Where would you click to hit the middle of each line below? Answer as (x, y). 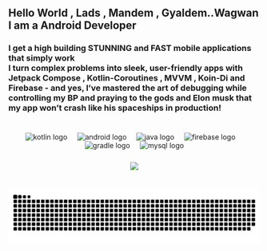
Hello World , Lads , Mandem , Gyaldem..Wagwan (133, 13)
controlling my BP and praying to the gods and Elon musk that (130, 98)
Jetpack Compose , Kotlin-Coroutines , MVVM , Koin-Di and (127, 78)
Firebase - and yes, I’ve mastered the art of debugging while (128, 88)
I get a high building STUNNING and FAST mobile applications (130, 49)
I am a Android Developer (73, 26)
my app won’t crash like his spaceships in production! (115, 108)
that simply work (42, 58)
